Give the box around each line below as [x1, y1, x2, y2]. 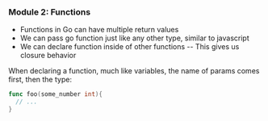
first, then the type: [8, 75, 73, 85]
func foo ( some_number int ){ [8, 90, 103, 98]
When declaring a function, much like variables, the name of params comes [8, 66, 260, 76]
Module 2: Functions [8, 6, 91, 18]
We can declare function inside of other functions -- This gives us [19, 42, 240, 52]
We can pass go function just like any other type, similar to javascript [19, 33, 250, 43]
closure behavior [19, 51, 77, 60]
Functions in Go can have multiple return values [19, 25, 179, 35]
